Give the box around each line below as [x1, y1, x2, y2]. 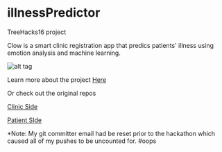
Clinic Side [7, 102, 38, 110]
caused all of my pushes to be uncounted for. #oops [7, 137, 157, 145]
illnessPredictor [7, 5, 101, 21]
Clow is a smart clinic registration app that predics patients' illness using [7, 41, 214, 49]
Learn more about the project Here [7, 75, 107, 84]
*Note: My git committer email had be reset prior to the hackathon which [7, 129, 216, 137]
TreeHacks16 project [7, 28, 67, 36]
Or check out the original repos [7, 89, 96, 97]
